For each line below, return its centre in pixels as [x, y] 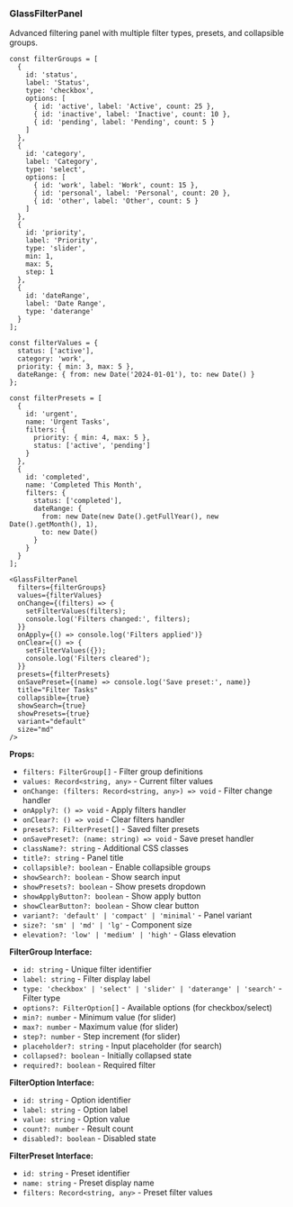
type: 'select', [56, 169]
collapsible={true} [54, 698]
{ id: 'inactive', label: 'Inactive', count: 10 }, [132, 114]
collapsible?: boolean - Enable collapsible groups [116, 867]
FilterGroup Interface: [51, 952]
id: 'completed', [58, 477]
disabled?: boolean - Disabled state [89, 1138]
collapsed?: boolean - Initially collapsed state [107, 1056]
